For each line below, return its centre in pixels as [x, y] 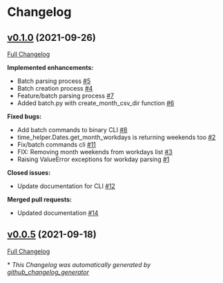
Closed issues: [29, 173]
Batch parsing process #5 [54, 81]
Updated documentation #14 [58, 213]
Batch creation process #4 [55, 88]
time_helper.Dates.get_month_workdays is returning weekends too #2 [116, 137]
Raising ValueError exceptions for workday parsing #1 [93, 159]
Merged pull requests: [40, 199]
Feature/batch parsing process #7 [66, 95]
